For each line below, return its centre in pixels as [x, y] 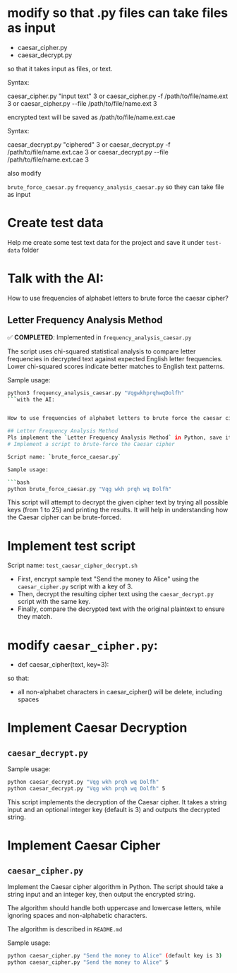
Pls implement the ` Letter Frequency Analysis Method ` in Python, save [115, 438]
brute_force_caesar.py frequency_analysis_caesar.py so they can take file [116, 187]
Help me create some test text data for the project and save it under [106, 242]
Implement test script [72, 546]
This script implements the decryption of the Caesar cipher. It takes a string [117, 802]
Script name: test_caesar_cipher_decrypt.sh [73, 565]
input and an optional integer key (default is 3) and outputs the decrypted [114, 810]
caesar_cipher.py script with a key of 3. [75, 586]
